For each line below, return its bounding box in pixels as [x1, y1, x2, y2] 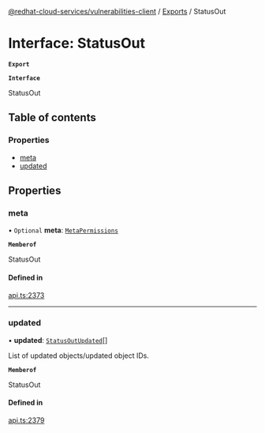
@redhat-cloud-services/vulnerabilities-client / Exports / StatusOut [8, 7, 226, 16]
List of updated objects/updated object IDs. [8, 351, 150, 360]
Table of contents [8, 111, 96, 125]
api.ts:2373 [8, 290, 45, 299]
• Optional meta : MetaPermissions [8, 225, 118, 235]
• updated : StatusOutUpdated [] [8, 335, 108, 345]
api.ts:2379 [8, 416, 45, 425]
